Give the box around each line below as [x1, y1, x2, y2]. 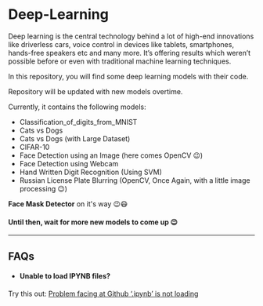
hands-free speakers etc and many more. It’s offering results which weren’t [8, 48, 251, 57]
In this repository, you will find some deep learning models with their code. [8, 71, 249, 81]
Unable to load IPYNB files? [19, 271, 111, 281]
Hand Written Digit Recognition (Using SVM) [19, 167, 163, 177]
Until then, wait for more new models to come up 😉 [8, 217, 178, 227]
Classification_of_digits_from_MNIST [19, 117, 138, 126]
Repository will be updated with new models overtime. [8, 86, 183, 96]
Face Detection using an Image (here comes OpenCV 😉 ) [19, 151, 204, 160]
